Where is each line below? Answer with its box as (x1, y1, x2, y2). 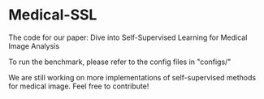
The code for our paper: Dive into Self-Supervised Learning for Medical (8, 32, 248, 42)
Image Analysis (8, 41, 59, 50)
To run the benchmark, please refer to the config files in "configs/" (8, 57, 232, 67)
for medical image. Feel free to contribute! (8, 81, 149, 91)
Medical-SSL (8, 6, 97, 24)
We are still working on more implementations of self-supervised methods (8, 72, 257, 82)
